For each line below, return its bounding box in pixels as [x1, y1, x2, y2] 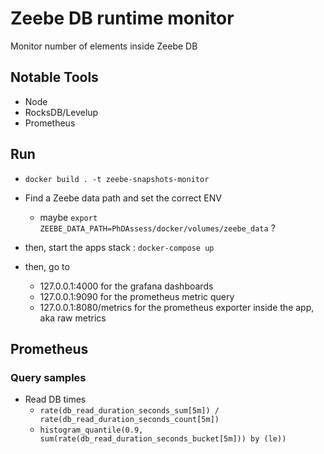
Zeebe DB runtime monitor [10, 7, 235, 30]
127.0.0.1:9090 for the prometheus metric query [39, 290, 235, 302]
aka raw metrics [39, 312, 107, 324]
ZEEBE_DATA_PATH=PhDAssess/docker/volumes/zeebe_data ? [39, 222, 276, 234]
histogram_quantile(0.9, [39, 425, 144, 436]
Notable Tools [10, 69, 99, 86]
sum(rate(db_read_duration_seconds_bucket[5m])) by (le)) [39, 434, 287, 444]
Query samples [10, 370, 87, 384]
